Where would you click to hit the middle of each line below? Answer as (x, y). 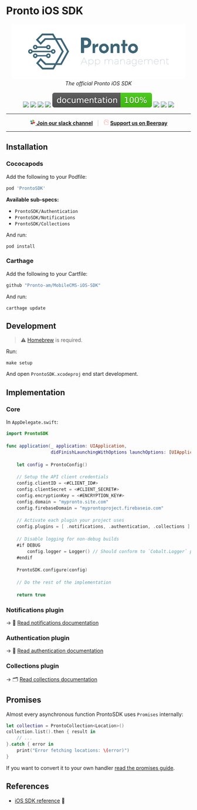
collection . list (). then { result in (51, 732)
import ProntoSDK (27, 434)
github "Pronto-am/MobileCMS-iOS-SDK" (53, 285)
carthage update (26, 308)
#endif (25, 558)
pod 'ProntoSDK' (26, 188)
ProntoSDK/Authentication (46, 211)
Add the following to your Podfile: (46, 176)
